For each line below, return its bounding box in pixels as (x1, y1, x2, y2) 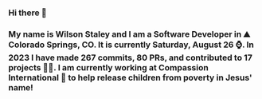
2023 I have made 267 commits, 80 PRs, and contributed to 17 (8, 52, 252, 63)
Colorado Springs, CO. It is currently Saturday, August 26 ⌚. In (8, 39, 255, 50)
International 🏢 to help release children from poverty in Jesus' (8, 72, 252, 83)
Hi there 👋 (8, 7, 48, 18)
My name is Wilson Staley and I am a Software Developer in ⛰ (8, 28, 251, 39)
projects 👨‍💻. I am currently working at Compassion (8, 61, 209, 73)
